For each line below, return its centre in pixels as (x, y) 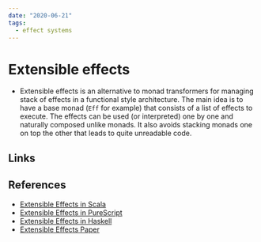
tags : (17, 23)
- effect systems (44, 30)
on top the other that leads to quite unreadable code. (106, 133)
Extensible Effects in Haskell (66, 221)
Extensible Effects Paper (60, 229)
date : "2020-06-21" (40, 15)
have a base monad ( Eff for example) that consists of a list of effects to (136, 108)
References (37, 185)
